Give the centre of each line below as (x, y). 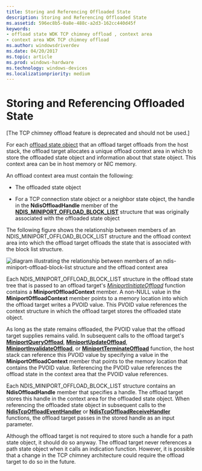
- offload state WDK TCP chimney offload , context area (79, 34)
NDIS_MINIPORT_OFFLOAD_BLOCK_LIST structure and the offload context (99, 237)
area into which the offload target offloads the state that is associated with (99, 243)
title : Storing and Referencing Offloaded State (68, 12)
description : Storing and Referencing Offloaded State (77, 18)
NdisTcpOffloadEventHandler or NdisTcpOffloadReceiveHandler (88, 412)
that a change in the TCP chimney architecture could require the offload (96, 455)
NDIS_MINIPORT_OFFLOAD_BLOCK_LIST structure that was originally (102, 212)
